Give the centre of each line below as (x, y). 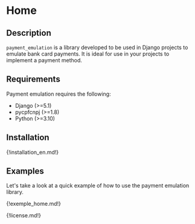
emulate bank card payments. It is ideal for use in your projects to (88, 54)
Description (29, 33)
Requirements (33, 79)
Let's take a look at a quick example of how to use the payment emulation (98, 186)
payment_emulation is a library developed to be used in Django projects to (97, 47)
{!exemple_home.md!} (34, 204)
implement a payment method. (44, 60)
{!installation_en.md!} (33, 152)
